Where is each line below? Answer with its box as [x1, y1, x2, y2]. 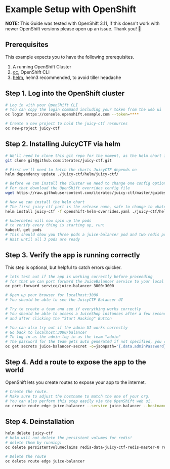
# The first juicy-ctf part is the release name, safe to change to [5, 204, 153, 209]
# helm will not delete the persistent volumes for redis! [5, 436, 133, 441]
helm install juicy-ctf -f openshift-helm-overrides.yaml [5, 209, 130, 214]
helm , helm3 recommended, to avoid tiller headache [12, 74, 121, 81]
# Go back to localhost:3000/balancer [5, 330, 87, 335]
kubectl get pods [5, 227, 42, 232]
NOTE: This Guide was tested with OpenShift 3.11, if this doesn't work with [5, 20, 160, 26]
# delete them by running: [5, 440, 62, 445]
